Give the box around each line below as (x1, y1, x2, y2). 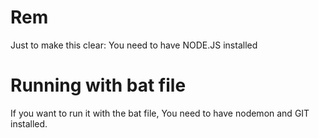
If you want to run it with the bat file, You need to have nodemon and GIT (10, 107, 310, 119)
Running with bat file (10, 74, 187, 97)
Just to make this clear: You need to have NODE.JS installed (10, 39, 258, 51)
